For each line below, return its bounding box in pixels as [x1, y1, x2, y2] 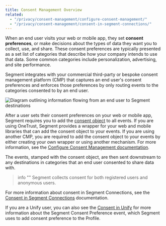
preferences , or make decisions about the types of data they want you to [5, 41, 157, 47]
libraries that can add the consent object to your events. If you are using [5, 129, 155, 135]
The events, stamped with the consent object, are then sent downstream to [5, 154, 161, 160]
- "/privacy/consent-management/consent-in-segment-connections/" [10, 21, 152, 27]
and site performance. [5, 62, 51, 68]
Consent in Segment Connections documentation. [5, 195, 109, 201]
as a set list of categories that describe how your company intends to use [5, 51, 157, 57]
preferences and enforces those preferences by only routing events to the [5, 82, 158, 88]
